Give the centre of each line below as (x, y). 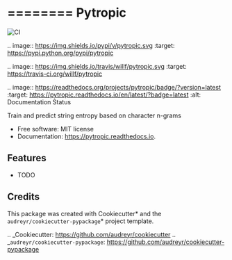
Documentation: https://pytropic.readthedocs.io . (86, 136)
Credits (24, 197)
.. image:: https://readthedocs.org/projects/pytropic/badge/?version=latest (114, 87)
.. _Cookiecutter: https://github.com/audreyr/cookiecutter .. (91, 234)
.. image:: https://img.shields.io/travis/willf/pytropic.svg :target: (97, 66)
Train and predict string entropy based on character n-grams (94, 115)
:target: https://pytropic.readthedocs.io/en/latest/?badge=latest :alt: (104, 95)
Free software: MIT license (55, 129)
